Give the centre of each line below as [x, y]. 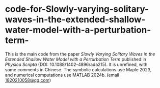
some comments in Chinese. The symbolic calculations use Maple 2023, [78, 69]
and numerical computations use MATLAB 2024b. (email [62, 75]
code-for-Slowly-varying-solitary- [77, 9]
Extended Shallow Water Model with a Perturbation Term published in [76, 59]
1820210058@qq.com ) [28, 80]
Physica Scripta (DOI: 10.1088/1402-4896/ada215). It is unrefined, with [76, 64]
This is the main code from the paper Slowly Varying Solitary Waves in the [80, 54]
